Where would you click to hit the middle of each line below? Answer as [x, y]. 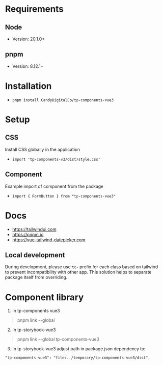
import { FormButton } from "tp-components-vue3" [64, 196]
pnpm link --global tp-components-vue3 [58, 339]
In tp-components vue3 [36, 311]
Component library [44, 297]
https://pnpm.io [28, 234]
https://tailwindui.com [34, 229]
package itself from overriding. [36, 277]
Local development [35, 255]
